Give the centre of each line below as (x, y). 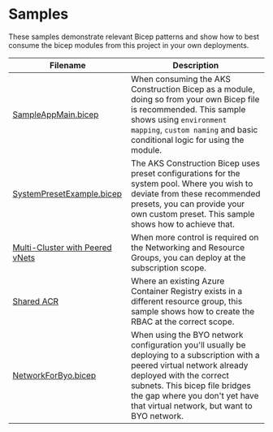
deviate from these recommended (196, 193)
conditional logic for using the (188, 140)
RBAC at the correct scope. (183, 322)
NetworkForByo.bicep (54, 375)
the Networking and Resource (188, 247)
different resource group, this (187, 301)
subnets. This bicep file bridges (191, 385)
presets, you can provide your (188, 204)
